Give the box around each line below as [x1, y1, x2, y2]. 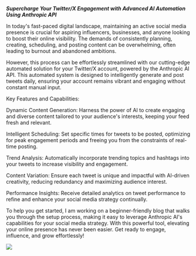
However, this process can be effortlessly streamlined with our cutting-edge [6, 59, 191, 66]
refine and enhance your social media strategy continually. [6, 196, 148, 203]
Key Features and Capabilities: [6, 95, 80, 102]
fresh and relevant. [6, 119, 52, 126]
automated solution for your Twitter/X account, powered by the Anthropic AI [6, 65, 190, 72]
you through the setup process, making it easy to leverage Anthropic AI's [6, 214, 183, 220]
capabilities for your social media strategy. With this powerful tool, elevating [6, 220, 190, 227]
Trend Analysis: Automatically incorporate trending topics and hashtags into [6, 154, 190, 161]
